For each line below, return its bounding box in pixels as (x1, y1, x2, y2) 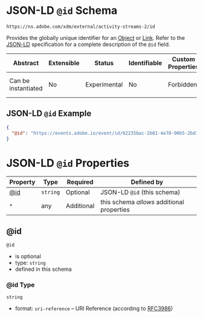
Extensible (48, 59, 80, 67)
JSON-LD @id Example (6, 108, 92, 118)
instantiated (9, 84, 43, 92)
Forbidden (168, 80, 198, 88)
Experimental (85, 80, 123, 88)
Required (66, 178, 94, 186)
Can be (9, 76, 30, 85)
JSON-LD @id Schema (6, 4, 118, 18)
